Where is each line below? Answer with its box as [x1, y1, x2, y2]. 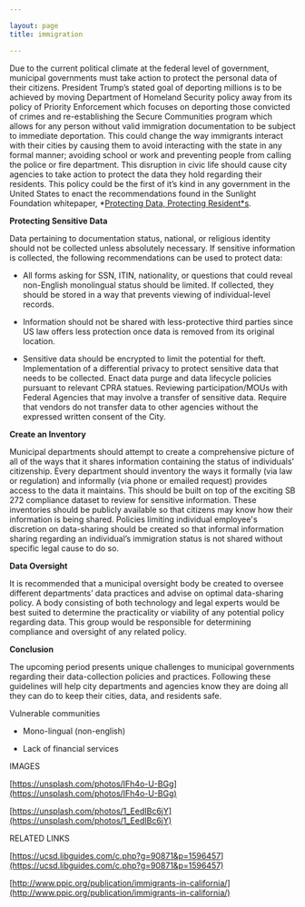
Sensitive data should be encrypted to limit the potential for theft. [22, 353, 266, 364]
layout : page [9, 21, 59, 30]
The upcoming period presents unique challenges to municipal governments [9, 661, 295, 672]
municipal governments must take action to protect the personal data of [9, 72, 278, 83]
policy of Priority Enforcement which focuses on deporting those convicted [9, 101, 290, 112]
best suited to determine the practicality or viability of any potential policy [9, 606, 285, 617]
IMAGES [9, 760, 41, 772]
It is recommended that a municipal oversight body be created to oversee [9, 577, 284, 588]
